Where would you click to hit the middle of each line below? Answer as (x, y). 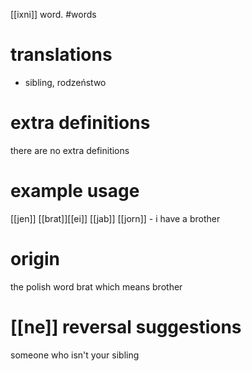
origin (35, 259)
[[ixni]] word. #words (53, 14)
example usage (75, 191)
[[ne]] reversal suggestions (126, 326)
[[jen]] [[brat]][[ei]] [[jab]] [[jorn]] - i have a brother (115, 218)
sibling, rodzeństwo (65, 82)
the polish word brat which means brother (96, 286)
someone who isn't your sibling (75, 355)
